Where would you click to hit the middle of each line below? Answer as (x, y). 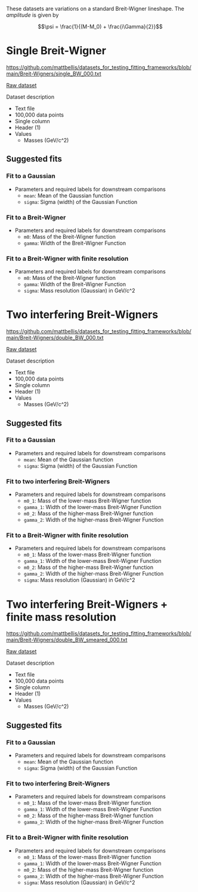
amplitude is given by (33, 15)
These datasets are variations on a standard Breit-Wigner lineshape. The (95, 9)
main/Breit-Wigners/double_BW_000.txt (55, 338)
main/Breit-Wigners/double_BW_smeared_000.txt (67, 640)
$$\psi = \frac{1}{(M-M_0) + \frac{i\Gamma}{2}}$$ (100, 27)
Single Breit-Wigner (56, 51)
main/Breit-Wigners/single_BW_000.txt (54, 74)
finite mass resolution (61, 617)
